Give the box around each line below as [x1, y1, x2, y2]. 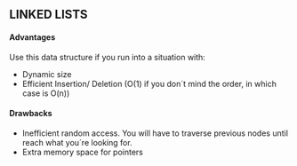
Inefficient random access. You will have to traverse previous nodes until [21, 128, 289, 138]
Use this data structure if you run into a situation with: [9, 51, 206, 62]
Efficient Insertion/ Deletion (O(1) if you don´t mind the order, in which [21, 78, 277, 89]
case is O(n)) [21, 88, 70, 99]
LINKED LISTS [9, 7, 88, 22]
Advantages [9, 31, 56, 43]
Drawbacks [9, 108, 52, 119]
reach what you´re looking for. [21, 137, 132, 147]
